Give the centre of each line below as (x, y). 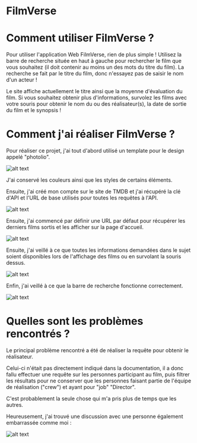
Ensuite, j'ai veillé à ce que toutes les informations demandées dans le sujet (99, 250)
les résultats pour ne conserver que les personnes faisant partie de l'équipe (99, 381)
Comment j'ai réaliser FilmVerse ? (90, 134)
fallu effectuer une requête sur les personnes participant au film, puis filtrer (98, 374)
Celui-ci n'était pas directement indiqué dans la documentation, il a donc (95, 368)
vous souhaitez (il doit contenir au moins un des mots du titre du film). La (95, 67)
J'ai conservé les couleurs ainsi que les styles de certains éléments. (89, 180)
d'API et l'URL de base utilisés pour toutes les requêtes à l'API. (82, 198)
